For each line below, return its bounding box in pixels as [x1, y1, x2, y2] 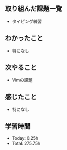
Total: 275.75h [12, 140, 40, 147]
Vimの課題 [12, 77, 33, 83]
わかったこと [5, 34, 43, 42]
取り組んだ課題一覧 [5, 4, 62, 13]
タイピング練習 [12, 18, 42, 24]
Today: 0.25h [12, 135, 39, 141]
